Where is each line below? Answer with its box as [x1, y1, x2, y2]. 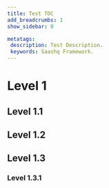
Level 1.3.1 [7, 173, 42, 183]
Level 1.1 [7, 105, 43, 117]
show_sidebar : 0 [7, 23, 54, 30]
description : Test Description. [10, 42, 103, 49]
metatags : [7, 35, 36, 42]
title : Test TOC [7, 10, 54, 17]
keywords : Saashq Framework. [10, 48, 95, 55]
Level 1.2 [7, 129, 46, 140]
